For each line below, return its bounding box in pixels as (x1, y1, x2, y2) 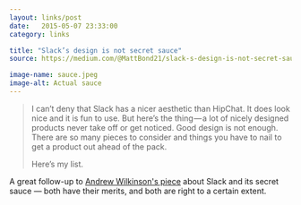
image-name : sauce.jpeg (9, 71, 99, 80)
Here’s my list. (30, 158, 83, 169)
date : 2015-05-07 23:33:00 (9, 21, 118, 30)
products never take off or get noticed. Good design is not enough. (30, 122, 279, 132)
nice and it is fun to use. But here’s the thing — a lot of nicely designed (30, 113, 289, 124)
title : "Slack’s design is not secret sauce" (9, 46, 182, 55)
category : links (9, 30, 70, 38)
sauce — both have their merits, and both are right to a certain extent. (9, 185, 267, 196)
